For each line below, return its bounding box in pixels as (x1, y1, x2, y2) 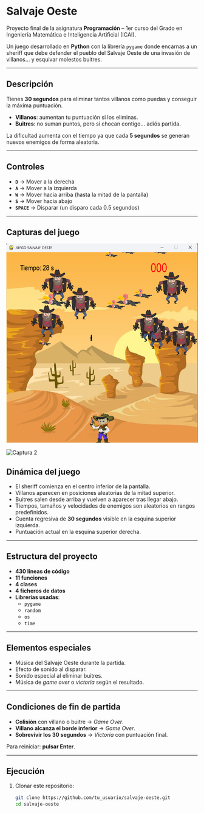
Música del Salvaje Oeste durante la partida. (15, 659, 126, 666)
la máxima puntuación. (6, 102, 63, 109)
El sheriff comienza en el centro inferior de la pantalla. (15, 483, 151, 490)
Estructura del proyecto (6, 552, 98, 562)
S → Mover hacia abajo (15, 197, 73, 205)
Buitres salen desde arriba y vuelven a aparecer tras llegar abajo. (15, 495, 178, 503)
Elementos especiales (6, 643, 92, 653)
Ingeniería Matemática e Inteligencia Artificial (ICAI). (6, 30, 137, 38)
